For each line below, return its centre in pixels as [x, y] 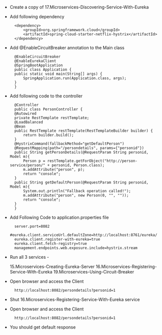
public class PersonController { [49, 109]
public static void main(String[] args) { [58, 74]
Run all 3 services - [29, 257]
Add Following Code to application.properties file [59, 217]
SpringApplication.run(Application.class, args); [75, 78]
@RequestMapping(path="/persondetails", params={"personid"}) [79, 148]
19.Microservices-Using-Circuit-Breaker [94, 272]
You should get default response [43, 327]
